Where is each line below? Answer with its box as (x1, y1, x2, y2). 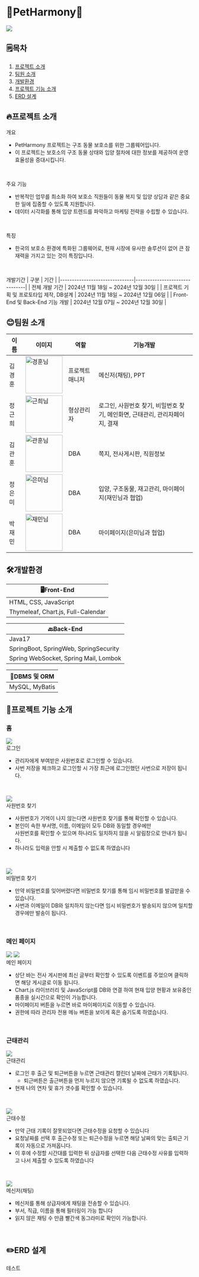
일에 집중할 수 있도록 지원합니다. (21, 200, 96, 207)
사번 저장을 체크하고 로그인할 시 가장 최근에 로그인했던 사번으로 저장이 (14, 764, 176, 772)
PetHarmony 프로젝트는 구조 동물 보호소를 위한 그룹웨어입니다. (14, 141, 161, 148)
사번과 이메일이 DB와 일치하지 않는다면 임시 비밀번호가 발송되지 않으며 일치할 (14, 902, 193, 909)
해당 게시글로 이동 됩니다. (21, 979, 80, 986)
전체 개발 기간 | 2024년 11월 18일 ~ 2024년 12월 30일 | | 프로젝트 (31, 284, 183, 291)
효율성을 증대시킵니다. (14, 156, 66, 163)
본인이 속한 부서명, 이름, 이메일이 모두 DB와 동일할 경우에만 (14, 822, 152, 829)
